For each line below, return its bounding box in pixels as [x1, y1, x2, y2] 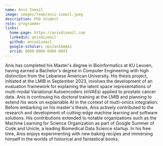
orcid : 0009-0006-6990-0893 [9, 49, 68, 53]
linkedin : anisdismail [9, 35, 56, 40]
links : [5, 26, 19, 31]
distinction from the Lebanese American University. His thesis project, [5, 73, 148, 79]
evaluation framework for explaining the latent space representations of [5, 83, 151, 89]
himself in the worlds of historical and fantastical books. [5, 136, 119, 142]
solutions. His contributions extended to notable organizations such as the [5, 115, 157, 121]
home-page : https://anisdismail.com [9, 30, 85, 35]
